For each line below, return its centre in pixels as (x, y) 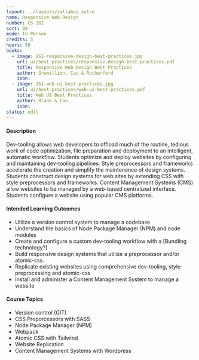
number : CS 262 (25, 23)
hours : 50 (19, 45)
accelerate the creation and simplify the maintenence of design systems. (96, 170)
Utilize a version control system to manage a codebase (82, 222)
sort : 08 (17, 28)
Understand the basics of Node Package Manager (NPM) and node (97, 228)
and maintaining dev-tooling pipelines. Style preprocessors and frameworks (99, 163)
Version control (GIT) (41, 312)
